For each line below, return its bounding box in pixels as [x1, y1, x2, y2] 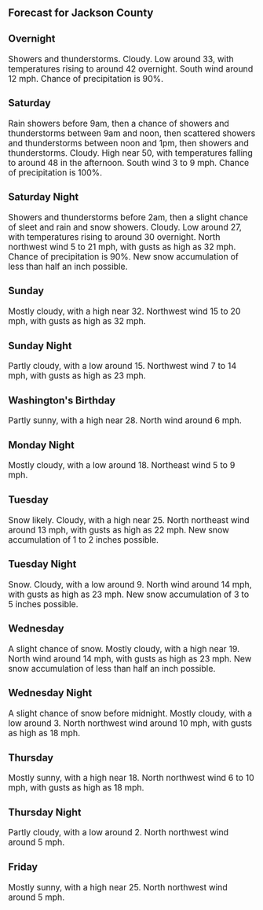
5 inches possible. [8, 599, 79, 610]
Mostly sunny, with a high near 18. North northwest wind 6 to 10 [8, 772, 255, 783]
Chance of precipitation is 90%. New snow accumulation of [8, 251, 239, 262]
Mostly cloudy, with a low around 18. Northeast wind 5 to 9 [8, 460, 236, 471]
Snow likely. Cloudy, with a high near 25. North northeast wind [8, 514, 250, 525]
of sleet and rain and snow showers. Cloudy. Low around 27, [8, 222, 242, 233]
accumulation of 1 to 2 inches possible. [8, 534, 159, 545]
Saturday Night [8, 190, 79, 204]
